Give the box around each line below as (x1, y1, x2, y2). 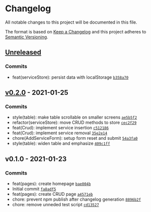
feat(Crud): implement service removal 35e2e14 (12, 130, 107, 136)
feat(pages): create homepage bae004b (12, 181, 91, 186)
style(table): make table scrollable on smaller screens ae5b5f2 (12, 114, 137, 121)
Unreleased (5, 48, 42, 57)
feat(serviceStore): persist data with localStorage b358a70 (12, 74, 129, 80)
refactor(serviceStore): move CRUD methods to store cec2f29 (12, 120, 137, 125)
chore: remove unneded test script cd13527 (12, 202, 99, 207)
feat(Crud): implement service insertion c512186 (12, 125, 109, 131)
